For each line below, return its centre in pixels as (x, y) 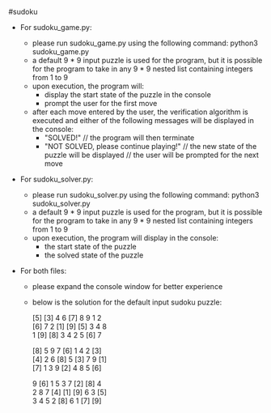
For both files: (43, 271)
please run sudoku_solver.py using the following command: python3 (146, 195)
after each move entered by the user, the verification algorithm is (140, 112)
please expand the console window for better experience (127, 286)
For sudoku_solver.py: (57, 179)
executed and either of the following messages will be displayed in (143, 120)
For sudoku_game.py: (56, 27)
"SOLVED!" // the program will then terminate (119, 138)
